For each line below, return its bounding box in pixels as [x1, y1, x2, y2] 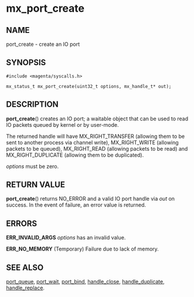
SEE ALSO [6, 262, 44, 272]
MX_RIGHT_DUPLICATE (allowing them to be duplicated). [6, 151, 144, 158]
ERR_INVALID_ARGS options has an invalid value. [6, 234, 126, 241]
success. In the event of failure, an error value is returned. [6, 201, 147, 208]
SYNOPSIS [6, 58, 46, 67]
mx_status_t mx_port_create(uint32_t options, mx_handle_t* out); [6, 83, 172, 89]
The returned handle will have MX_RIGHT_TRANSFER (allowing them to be [6, 133, 185, 140]
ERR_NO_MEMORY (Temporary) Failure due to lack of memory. [6, 245, 159, 252]
